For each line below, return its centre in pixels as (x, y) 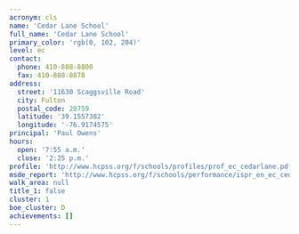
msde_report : (33, 174)
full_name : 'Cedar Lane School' (69, 34)
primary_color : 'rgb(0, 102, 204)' (75, 42)
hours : (21, 141)
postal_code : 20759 (53, 109)
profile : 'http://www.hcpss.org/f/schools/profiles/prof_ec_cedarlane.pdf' (153, 166)
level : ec (28, 51)
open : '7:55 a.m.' (52, 149)
